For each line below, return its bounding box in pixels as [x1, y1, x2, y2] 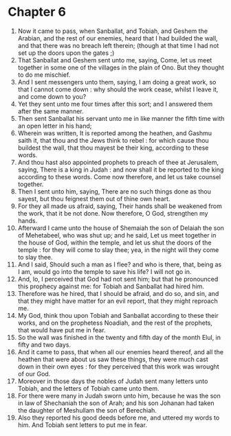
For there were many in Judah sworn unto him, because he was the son [17, 391, 221, 400]
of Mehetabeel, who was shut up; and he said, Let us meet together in [17, 231, 217, 239]
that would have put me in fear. [17, 325, 106, 334]
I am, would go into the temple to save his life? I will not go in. [17, 267, 192, 275]
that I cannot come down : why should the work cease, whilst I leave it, [17, 85, 219, 93]
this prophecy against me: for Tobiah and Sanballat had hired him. [17, 282, 205, 290]
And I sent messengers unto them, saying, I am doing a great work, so [17, 78, 217, 86]
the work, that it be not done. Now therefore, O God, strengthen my [17, 209, 208, 217]
